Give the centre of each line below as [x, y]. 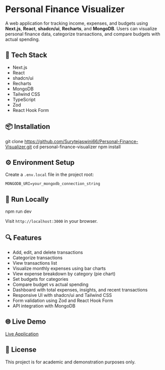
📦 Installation [28, 127]
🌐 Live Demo [26, 322]
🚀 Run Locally [27, 199]
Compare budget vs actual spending [50, 284]
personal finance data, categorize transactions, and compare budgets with [83, 34]
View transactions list [35, 263]
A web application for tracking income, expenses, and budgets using [77, 23]
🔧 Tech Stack [26, 55]
